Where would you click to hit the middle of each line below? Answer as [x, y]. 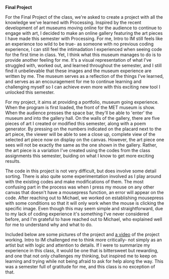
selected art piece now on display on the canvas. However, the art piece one [85, 139]
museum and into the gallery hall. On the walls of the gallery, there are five [82, 118]
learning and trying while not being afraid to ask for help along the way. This [84, 261]
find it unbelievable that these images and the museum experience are [78, 71]
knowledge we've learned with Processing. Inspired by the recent [73, 22]
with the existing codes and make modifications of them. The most [74, 182]
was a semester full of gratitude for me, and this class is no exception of [80, 267]
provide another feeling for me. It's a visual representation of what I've [78, 60]
